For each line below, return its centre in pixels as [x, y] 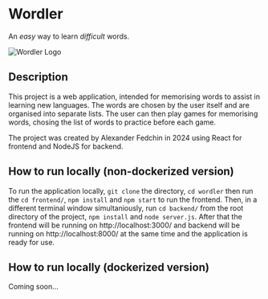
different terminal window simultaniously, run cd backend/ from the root [126, 208]
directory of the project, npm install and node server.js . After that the [125, 216]
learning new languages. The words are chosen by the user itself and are [129, 104]
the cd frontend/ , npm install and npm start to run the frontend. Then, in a [133, 199]
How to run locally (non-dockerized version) [121, 172]
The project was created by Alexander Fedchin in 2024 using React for [125, 137]
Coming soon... [33, 287]
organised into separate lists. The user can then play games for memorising [133, 113]
